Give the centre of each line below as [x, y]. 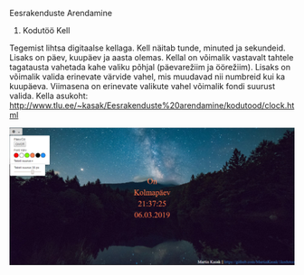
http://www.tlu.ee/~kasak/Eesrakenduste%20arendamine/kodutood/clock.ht [152, 105]
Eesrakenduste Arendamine [61, 13]
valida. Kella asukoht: [49, 96]
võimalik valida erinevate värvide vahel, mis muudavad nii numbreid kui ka [147, 77]
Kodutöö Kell [46, 30]
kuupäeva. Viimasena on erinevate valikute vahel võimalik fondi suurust [142, 86]
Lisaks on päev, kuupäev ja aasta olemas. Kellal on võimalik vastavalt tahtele [152, 57]
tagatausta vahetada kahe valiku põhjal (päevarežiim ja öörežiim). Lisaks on [150, 67]
